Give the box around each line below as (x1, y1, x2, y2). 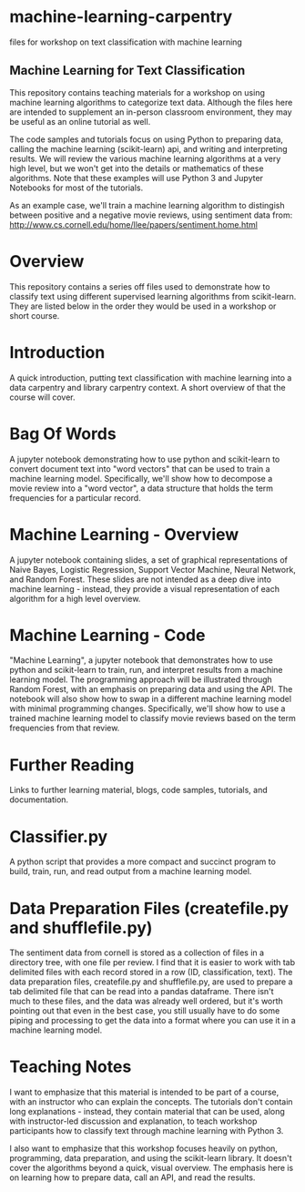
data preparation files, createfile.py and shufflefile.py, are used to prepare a (9, 976, 293, 987)
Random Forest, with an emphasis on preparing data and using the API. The (9, 684, 293, 695)
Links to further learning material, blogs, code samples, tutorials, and (9, 785, 268, 796)
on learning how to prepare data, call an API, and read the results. (9, 1172, 256, 1183)
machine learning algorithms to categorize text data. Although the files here (9, 97, 293, 107)
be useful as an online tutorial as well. (9, 116, 151, 127)
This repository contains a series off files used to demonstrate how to (9, 280, 270, 292)
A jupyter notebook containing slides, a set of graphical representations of (9, 554, 289, 565)
